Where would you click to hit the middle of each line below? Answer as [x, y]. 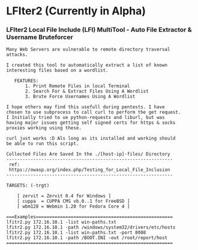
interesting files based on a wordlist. [58, 71]
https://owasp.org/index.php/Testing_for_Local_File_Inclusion [89, 170]
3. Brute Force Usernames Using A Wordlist [80, 97]
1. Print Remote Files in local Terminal [77, 86]
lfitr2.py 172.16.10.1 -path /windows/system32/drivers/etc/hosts [91, 228]
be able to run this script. [43, 144]
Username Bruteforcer [40, 37]
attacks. [17, 55]
